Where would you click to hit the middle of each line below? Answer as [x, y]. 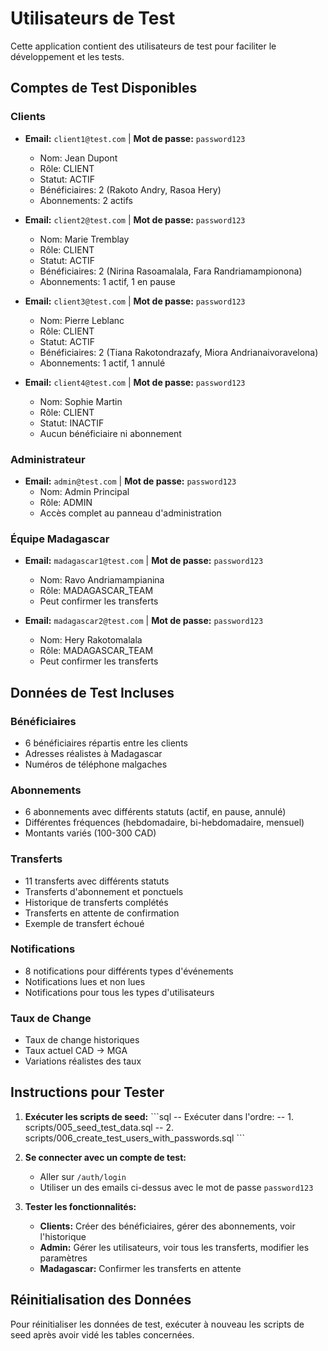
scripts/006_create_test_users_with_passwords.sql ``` [134, 1138]
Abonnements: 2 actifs [86, 200]
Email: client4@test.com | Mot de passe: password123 [135, 382]
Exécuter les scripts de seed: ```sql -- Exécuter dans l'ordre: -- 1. [159, 1116]
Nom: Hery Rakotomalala [91, 640]
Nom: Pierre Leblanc [82, 320]
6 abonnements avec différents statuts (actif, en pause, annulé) [155, 812]
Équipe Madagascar [60, 539]
